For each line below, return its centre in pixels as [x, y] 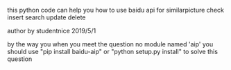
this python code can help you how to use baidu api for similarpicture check [115, 10]
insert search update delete [46, 17]
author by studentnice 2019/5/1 [52, 31]
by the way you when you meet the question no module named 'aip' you [110, 44]
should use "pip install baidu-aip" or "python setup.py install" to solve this [113, 52]
